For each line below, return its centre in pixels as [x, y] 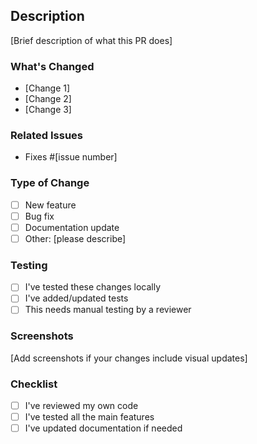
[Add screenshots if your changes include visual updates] [129, 358]
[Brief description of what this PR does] [91, 40]
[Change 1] [47, 88]
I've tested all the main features [89, 417]
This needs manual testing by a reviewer [108, 310]
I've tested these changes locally [93, 287]
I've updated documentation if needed [103, 428]
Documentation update [72, 227]
